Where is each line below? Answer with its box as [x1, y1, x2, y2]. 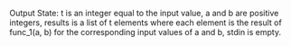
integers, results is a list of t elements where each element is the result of [9, 17, 282, 28]
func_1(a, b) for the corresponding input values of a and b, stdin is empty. [9, 27, 282, 37]
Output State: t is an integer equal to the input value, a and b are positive [9, 8, 279, 18]
